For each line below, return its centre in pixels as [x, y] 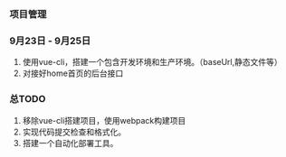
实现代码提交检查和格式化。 [74, 132]
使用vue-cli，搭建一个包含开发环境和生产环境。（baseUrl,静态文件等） [152, 62]
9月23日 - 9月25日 [50, 41]
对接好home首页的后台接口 [73, 73]
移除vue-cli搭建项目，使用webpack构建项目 [104, 120]
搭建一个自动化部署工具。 [70, 143]
